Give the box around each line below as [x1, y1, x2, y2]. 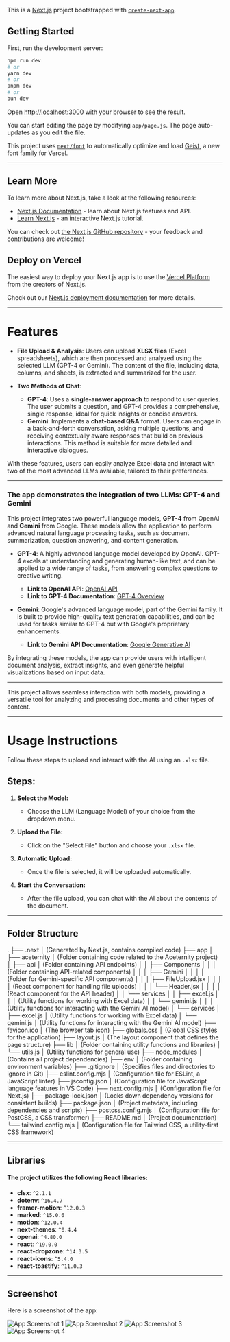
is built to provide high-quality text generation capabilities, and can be [16, 612, 215, 620]
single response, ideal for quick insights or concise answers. [27, 410, 199, 418]
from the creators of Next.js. [7, 280, 87, 288]
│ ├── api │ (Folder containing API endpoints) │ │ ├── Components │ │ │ [7, 961, 217, 969]
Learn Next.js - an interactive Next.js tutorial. [16, 214, 144, 222]
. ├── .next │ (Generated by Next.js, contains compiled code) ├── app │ [7, 946, 214, 954]
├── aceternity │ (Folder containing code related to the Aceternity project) [7, 953, 218, 961]
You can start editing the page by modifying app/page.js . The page [7, 121, 196, 129]
